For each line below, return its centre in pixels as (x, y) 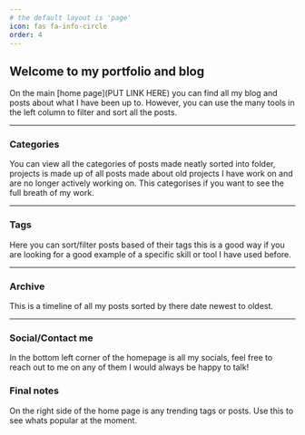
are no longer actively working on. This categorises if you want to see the (147, 183)
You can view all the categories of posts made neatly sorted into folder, (143, 164)
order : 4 (26, 34)
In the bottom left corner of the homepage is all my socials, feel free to (141, 358)
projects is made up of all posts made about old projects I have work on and (151, 174)
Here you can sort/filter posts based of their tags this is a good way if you (147, 245)
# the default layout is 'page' (70, 18)
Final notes (34, 391)
